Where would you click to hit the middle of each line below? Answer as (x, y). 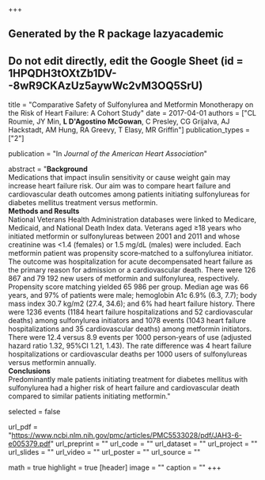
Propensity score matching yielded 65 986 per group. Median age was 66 (129, 287)
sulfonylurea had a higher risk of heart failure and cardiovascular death (124, 388)
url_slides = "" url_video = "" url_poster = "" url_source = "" (104, 452)
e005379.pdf (30, 444)
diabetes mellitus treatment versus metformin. (83, 203)
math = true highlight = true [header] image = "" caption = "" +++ (115, 467)
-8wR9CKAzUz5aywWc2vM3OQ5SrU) (106, 85)
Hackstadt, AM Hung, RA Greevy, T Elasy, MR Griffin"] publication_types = (129, 130)
